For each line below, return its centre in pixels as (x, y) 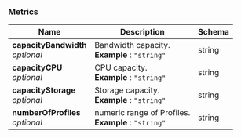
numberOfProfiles (46, 113)
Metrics (23, 12)
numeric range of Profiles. (142, 113)
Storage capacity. (127, 90)
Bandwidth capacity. (132, 45)
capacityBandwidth (50, 45)
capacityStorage (44, 90)
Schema (214, 32)
